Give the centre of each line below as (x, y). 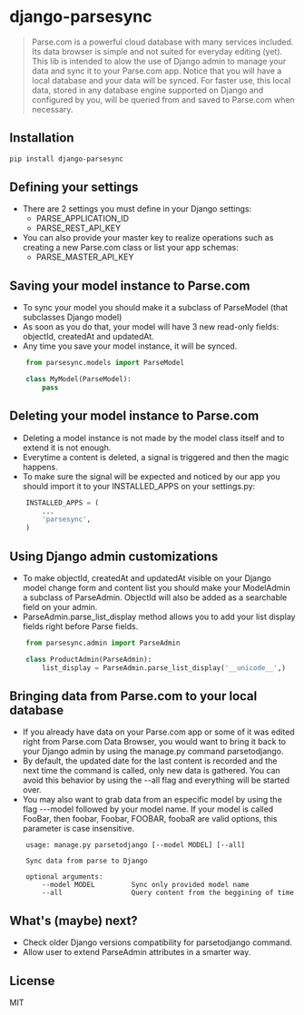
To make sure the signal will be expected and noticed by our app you (151, 476)
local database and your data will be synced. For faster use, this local (161, 80)
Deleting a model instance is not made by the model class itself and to (153, 438)
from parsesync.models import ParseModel (105, 363)
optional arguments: (64, 877)
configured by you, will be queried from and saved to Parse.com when (163, 99)
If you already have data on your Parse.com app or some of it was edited (158, 732)
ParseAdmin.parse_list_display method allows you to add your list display (159, 616)
